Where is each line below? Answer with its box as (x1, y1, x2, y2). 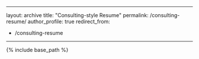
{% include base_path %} (6, 47, 69, 53)
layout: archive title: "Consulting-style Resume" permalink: (6, 12, 149, 18)
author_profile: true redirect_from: (27, 18, 111, 25)
